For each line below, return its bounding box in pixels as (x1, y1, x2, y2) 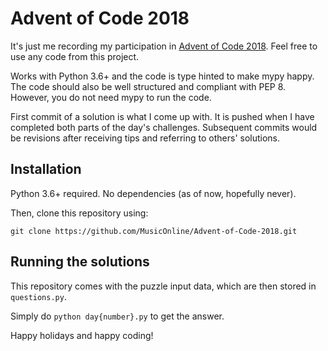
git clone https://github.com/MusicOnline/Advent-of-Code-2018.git (10, 226, 298, 236)
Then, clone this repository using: (10, 207, 149, 219)
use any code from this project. (10, 50, 140, 62)
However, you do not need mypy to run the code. (10, 91, 212, 103)
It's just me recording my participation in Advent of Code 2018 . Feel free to (10, 40, 318, 52)
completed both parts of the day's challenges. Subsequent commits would (10, 121, 318, 133)
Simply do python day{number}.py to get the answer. (10, 310, 225, 322)
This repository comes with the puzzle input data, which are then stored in (10, 280, 317, 292)
